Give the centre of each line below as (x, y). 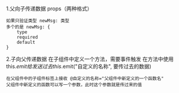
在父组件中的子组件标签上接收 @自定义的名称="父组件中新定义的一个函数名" (85, 78)
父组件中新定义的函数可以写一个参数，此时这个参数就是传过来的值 (74, 85)
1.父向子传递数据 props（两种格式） (49, 8)
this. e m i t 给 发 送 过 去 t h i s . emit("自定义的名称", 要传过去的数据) (79, 66)
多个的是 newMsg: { (28, 27)
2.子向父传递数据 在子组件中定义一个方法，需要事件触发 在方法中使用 (90, 59)
